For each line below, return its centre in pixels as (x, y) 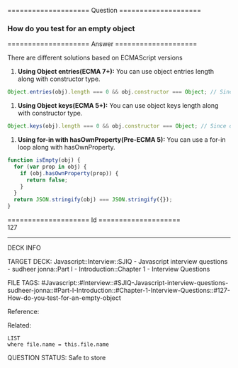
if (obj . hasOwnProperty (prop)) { (69, 173)
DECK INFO (24, 248)
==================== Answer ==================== (102, 44)
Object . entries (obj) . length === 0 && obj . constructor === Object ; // (112, 92)
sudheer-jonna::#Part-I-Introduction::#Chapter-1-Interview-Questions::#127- (119, 291)
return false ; (47, 180)
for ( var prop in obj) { (50, 167)
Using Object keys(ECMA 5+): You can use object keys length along (118, 106)
